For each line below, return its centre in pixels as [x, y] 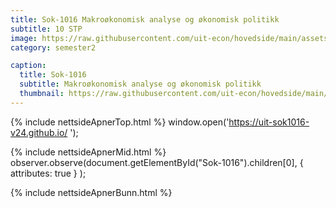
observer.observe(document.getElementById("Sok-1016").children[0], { [157, 162]
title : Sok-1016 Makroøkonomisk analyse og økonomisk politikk [145, 19]
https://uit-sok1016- [269, 122]
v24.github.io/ [39, 132]
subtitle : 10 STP [46, 29]
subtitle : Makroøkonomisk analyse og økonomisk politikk [140, 84]
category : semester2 [53, 47]
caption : [28, 66]
